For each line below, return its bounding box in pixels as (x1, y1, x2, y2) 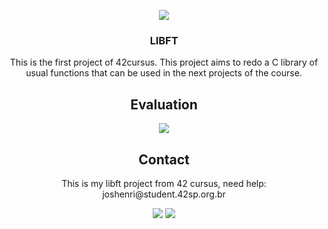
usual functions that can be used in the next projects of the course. (25, 67, 303, 79)
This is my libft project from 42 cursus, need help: (61, 177, 267, 189)
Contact (138, 151, 190, 168)
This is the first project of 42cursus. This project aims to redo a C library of (9, 56, 319, 69)
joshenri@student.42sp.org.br (102, 188, 226, 200)
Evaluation (130, 96, 198, 113)
